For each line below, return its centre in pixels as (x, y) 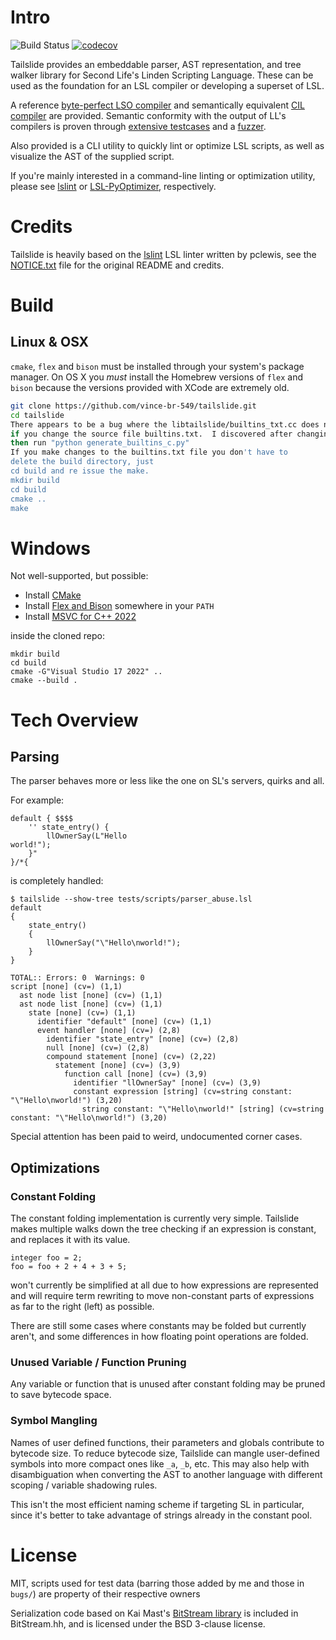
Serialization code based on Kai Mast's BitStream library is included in (154, 1613)
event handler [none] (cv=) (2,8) (109, 1031)
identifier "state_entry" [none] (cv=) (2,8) (143, 1039)
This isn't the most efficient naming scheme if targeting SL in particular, (157, 1504)
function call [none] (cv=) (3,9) (135, 1074)
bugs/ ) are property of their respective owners (105, 1593)
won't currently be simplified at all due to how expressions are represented (164, 1285)
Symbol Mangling (54, 1421)
